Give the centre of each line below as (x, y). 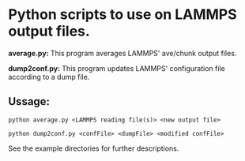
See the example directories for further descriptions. (94, 148)
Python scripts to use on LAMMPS (122, 15)
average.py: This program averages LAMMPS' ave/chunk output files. (122, 53)
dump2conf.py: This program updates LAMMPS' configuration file (117, 68)
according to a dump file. (49, 77)
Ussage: (29, 101)
